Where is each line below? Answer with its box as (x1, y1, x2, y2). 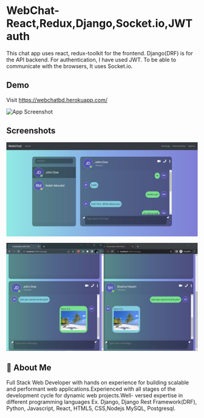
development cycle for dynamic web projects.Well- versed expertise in (6, 391, 183, 399)
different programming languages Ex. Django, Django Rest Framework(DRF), (6, 398, 197, 405)
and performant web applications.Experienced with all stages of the (6, 385, 176, 392)
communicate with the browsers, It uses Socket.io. (6, 62, 133, 70)
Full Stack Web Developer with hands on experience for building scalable (6, 379, 189, 386)
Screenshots (6, 126, 56, 136)
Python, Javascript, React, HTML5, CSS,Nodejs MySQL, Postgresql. (6, 405, 176, 412)
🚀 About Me (6, 363, 52, 373)
